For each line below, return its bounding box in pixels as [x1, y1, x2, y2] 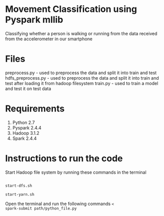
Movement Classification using [5, 3, 137, 15]
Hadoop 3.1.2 [12, 130, 40, 136]
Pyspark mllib [5, 14, 63, 25]
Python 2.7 [12, 119, 35, 125]
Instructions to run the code [5, 153, 123, 164]
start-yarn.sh [5, 192, 35, 197]
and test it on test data [5, 86, 51, 92]
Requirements [5, 103, 65, 114]
